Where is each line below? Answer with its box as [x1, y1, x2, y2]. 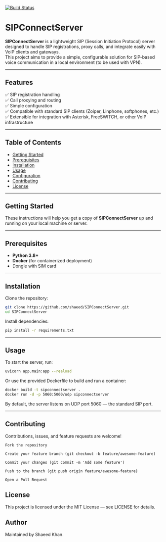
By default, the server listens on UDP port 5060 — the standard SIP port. [5, 401, 153, 407]
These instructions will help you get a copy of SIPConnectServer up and [5, 215, 153, 221]
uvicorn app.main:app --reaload [5, 369, 72, 374]
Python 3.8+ [12, 252, 39, 258]
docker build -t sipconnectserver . [5, 388, 81, 393]
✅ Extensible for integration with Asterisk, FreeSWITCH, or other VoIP [5, 114, 147, 120]
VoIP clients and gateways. [5, 49, 60, 54]
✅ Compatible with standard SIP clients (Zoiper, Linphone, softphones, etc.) [5, 108, 159, 114]
